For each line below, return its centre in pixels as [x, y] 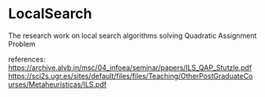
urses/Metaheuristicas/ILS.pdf [58, 84]
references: [27, 59]
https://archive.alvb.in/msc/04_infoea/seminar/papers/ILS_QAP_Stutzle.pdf [130, 67]
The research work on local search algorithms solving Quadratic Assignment [132, 35]
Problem [22, 43]
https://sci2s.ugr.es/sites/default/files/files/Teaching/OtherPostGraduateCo [131, 76]
